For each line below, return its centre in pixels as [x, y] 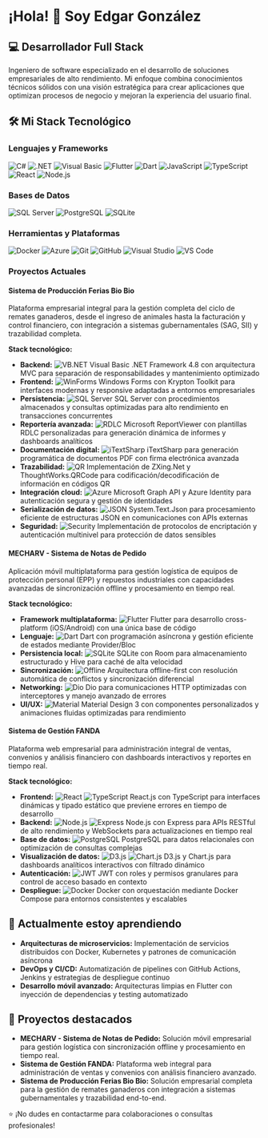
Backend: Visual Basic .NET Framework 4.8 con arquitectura [138, 365]
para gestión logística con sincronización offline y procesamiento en [132, 1047]
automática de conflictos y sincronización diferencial [107, 679]
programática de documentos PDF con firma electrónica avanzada [130, 459]
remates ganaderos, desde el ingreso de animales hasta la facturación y [127, 317]
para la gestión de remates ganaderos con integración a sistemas [128, 1090]
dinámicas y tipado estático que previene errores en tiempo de [123, 805]
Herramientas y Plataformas [64, 233]
